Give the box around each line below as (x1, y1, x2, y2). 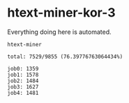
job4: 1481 (7, 89, 39, 96)
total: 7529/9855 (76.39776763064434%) (7, 53, 123, 60)
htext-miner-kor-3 (7, 5, 116, 21)
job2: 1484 (7, 77, 39, 84)
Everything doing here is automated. (7, 28, 112, 36)
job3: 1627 (7, 83, 39, 91)
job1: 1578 (7, 71, 39, 78)
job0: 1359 (7, 65, 39, 72)
